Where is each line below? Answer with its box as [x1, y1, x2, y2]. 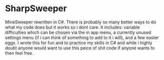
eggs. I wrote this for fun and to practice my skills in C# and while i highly [5, 40, 153, 45]
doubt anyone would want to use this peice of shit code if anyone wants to [5, 45, 155, 51]
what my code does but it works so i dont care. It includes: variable [5, 24, 140, 30]
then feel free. [5, 50, 34, 56]
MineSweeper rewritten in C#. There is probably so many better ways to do [5, 19, 156, 25]
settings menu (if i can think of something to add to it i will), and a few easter [5, 35, 159, 40]
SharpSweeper [5, 3, 67, 14]
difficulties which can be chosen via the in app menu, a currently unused [5, 29, 151, 35]
